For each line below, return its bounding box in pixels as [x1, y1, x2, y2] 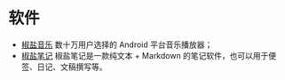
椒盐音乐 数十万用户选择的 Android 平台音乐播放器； [20, 39, 213, 50]
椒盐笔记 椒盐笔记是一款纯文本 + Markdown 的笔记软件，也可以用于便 [20, 50, 277, 60]
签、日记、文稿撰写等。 [20, 61, 107, 72]
